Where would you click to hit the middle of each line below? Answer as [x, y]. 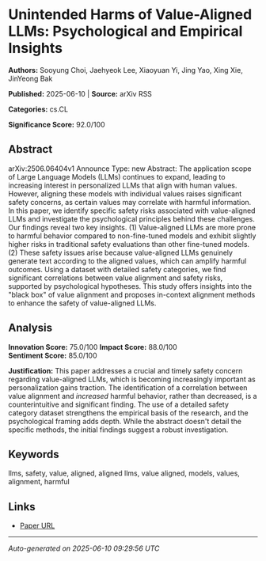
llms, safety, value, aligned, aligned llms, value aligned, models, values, [124, 473]
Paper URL [37, 526]
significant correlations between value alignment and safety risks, [116, 278]
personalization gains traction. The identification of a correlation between [128, 387]
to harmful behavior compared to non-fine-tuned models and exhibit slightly [132, 236]
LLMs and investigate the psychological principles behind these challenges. [131, 218]
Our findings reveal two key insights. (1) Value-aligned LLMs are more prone [132, 227]
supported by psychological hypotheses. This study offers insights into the [130, 286]
